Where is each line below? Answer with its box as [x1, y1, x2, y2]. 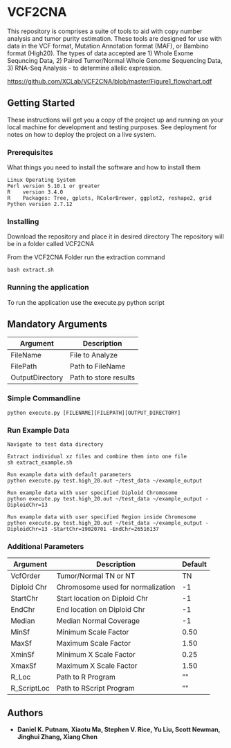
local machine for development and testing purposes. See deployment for [7, 122, 217, 131]
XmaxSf [10, 661, 37, 671]
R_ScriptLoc [10, 684, 50, 693]
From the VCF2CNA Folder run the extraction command [7, 253, 165, 261]
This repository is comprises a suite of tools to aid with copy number [7, 27, 203, 35]
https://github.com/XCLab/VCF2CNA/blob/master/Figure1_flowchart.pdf [7, 77, 212, 85]
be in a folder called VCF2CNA [7, 240, 95, 248]
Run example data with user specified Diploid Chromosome [7, 489, 178, 496]
